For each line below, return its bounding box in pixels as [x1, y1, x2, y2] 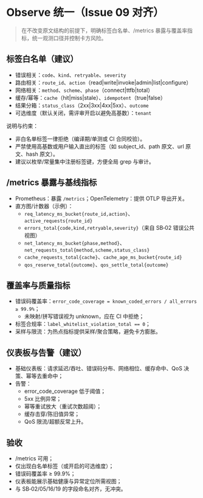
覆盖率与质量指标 [6, 280, 71, 291]
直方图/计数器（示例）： [15, 202, 74, 210]
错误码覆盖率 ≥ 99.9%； [15, 470, 76, 477]
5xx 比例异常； [24, 395, 62, 403]
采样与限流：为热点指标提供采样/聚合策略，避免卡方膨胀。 [15, 328, 161, 335]
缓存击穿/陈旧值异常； [24, 410, 80, 418]
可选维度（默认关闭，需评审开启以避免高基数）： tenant [15, 109, 152, 116]
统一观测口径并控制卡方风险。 [32, 34, 107, 41]
